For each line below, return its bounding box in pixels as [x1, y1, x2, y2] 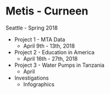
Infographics [23, 80, 55, 88]
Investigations [14, 74, 49, 81]
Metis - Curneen [5, 4, 88, 18]
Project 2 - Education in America [14, 48, 95, 55]
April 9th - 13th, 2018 [23, 42, 75, 49]
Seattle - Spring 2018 [5, 24, 58, 31]
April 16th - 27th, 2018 [23, 55, 78, 62]
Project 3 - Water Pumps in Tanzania [14, 61, 105, 69]
